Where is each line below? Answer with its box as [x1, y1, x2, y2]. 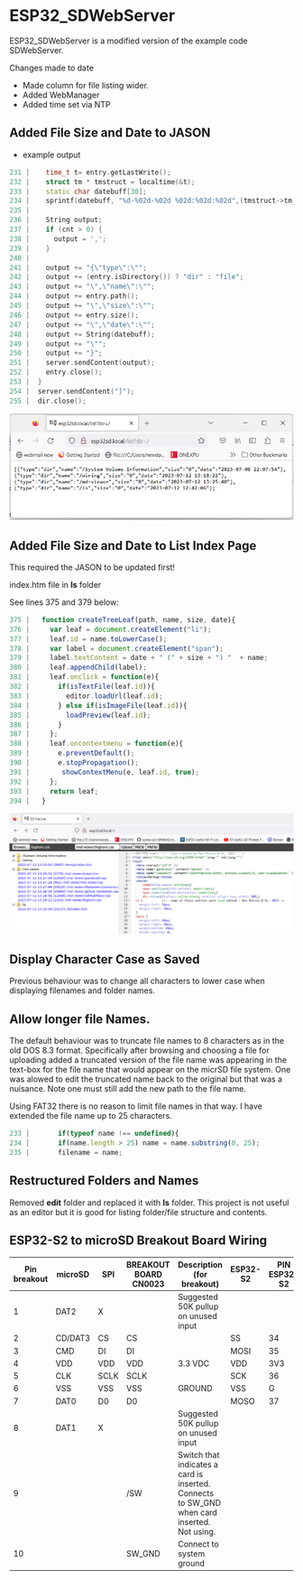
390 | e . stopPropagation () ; [9, 758, 140, 767]
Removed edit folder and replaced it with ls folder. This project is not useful [9, 1197, 289, 1208]
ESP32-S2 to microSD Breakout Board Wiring [9, 1232, 268, 1248]
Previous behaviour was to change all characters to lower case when [9, 976, 266, 987]
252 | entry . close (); [9, 367, 103, 377]
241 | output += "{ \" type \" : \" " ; [9, 263, 147, 272]
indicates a [177, 1459, 219, 1470]
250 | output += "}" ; [9, 349, 103, 358]
